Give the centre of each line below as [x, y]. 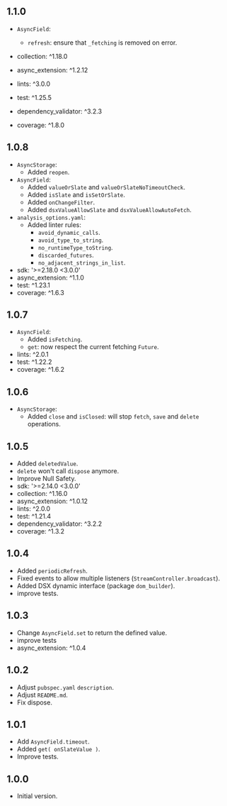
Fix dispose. [34, 702]
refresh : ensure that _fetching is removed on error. [102, 43]
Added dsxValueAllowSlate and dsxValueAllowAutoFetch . [110, 209]
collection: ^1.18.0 [42, 56]
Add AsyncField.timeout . [53, 741]
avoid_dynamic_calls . [69, 232]
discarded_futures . [66, 255]
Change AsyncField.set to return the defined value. [92, 633]
